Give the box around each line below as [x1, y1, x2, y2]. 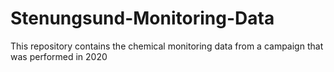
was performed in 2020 [10, 50, 108, 62]
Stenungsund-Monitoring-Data [10, 7, 275, 30]
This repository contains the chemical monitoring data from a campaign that [10, 40, 324, 52]
